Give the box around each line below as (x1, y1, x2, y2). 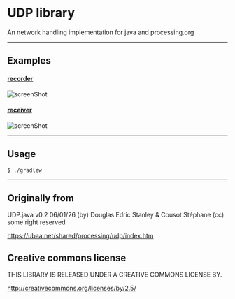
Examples (7, 54, 51, 67)
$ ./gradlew (7, 166, 42, 174)
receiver (7, 106, 33, 115)
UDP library (7, 5, 76, 21)
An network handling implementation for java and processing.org (7, 28, 194, 36)
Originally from (7, 192, 75, 204)
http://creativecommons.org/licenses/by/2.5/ (7, 284, 136, 293)
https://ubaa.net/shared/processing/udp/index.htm (7, 232, 154, 240)
